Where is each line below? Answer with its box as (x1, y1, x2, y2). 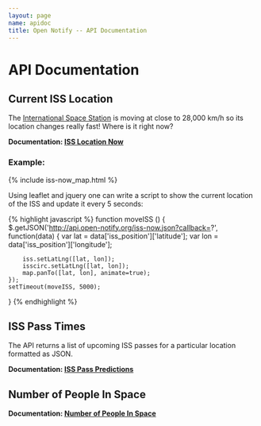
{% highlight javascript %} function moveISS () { (8, 214, 166, 223)
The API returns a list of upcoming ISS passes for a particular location (8, 341, 236, 350)
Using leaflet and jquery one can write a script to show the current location (8, 190, 254, 199)
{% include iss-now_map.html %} (8, 175, 117, 184)
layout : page (8, 11, 52, 20)
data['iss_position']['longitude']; (8, 239, 113, 249)
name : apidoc (8, 19, 52, 27)
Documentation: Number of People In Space (8, 409, 156, 418)
